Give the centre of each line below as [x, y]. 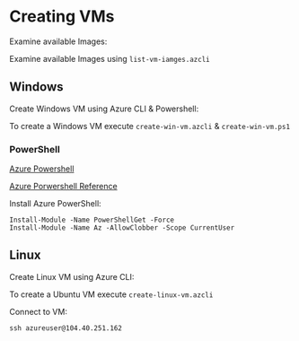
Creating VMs [62, 17]
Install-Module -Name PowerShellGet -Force [92, 220]
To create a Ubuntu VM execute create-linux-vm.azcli [111, 294]
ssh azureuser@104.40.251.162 [66, 328]
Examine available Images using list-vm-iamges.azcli [110, 58]
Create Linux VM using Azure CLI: [72, 276]
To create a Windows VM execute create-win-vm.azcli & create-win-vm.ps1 [149, 126]
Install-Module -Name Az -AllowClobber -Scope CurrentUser [122, 228]
